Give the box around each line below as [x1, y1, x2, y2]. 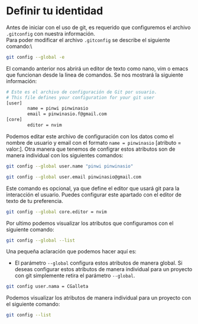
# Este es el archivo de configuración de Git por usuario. [6, 89, 158, 95]
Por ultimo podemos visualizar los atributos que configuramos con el [6, 220, 174, 227]
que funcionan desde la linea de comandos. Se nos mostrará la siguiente [6, 71, 183, 78]
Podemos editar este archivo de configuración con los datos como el [6, 132, 174, 140]
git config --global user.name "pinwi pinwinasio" [6, 163, 134, 169]
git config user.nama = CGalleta [6, 284, 89, 290]
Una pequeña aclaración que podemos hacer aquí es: [6, 248, 137, 255]
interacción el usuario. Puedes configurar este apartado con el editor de [6, 191, 182, 198]
